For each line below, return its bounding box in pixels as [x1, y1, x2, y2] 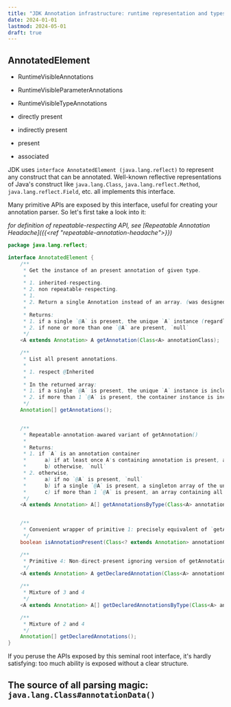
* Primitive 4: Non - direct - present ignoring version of [23, 558, 186, 565]
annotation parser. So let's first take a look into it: [8, 208, 147, 216]
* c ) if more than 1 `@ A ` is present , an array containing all [23, 488, 223, 495]
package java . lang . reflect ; [8, 242, 88, 249]
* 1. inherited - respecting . [23, 280, 104, 286]
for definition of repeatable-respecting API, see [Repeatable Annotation [8, 221, 210, 230]
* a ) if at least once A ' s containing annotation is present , [23, 457, 220, 464]
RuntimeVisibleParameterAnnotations [17, 86, 123, 95]
